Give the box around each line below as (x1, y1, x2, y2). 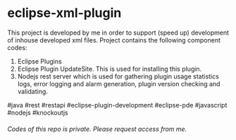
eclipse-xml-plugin (7, 5, 122, 21)
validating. (17, 87, 48, 95)
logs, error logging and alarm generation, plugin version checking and (17, 79, 221, 88)
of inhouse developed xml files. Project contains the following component (7, 35, 221, 44)
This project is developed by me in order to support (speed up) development (7, 28, 229, 37)
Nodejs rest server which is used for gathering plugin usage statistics (17, 72, 220, 81)
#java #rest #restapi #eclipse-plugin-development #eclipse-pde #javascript (7, 100, 228, 109)
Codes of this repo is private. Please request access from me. (7, 124, 187, 133)
